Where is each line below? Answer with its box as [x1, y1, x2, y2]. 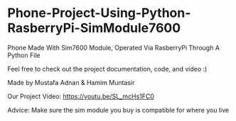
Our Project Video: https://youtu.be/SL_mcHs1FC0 [7, 92, 155, 100]
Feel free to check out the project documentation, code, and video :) [7, 64, 208, 73]
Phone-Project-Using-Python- [7, 5, 191, 21]
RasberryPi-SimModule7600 [7, 20, 181, 36]
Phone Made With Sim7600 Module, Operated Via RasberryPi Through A [7, 43, 220, 52]
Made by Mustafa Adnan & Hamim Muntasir [7, 78, 135, 86]
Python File [7, 51, 41, 59]
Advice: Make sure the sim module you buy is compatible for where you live [7, 105, 230, 114]
